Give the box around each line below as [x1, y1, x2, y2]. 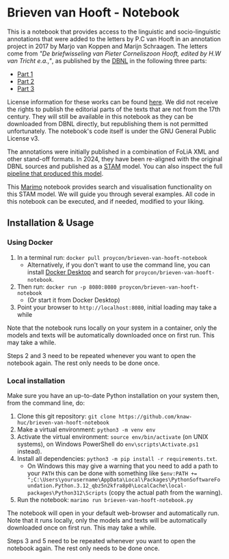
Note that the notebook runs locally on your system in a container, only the [7, 324, 217, 332]
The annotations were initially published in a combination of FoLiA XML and [7, 147, 219, 156]
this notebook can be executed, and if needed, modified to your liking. [7, 197, 205, 205]
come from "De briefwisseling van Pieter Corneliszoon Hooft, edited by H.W [7, 49, 221, 58]
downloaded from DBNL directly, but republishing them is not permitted [7, 119, 208, 128]
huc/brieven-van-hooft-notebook [16, 419, 109, 426]
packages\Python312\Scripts [27, 489, 107, 497]
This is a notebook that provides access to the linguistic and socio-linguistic [7, 27, 221, 36]
